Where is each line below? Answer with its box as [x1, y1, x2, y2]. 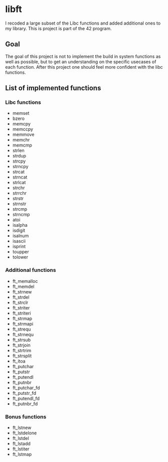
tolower [12, 254, 29, 260]
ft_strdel [12, 294, 30, 300]
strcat [12, 169, 25, 175]
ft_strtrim [12, 347, 32, 353]
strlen [12, 147, 25, 153]
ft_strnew [12, 288, 32, 294]
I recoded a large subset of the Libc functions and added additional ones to [5, 20, 161, 26]
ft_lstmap [12, 451, 32, 457]
